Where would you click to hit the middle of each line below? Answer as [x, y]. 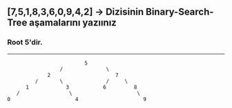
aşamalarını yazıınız [73, 23]
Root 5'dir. [25, 43]
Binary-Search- [180, 12]
